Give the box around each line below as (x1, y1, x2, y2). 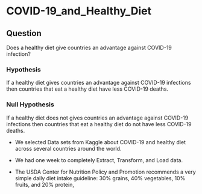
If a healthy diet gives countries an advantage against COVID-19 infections (6, 79, 191, 86)
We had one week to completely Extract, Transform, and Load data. (14, 156, 183, 163)
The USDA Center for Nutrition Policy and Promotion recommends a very (14, 168, 196, 175)
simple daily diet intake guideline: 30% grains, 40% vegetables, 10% (14, 174, 186, 181)
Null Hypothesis (6, 100, 54, 109)
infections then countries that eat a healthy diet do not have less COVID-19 (6, 120, 192, 127)
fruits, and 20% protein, (14, 181, 74, 188)
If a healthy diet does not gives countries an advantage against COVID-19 (6, 114, 189, 121)
